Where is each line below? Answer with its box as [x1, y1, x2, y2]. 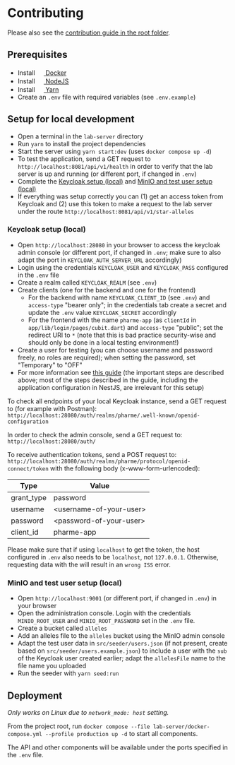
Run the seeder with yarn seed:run [17, 669, 119, 677]
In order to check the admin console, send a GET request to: [7, 430, 183, 439]
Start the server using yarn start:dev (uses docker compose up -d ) [17, 147, 212, 155]
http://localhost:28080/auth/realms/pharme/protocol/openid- [7, 458, 191, 465]
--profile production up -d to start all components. [44, 729, 198, 737]
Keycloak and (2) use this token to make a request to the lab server [17, 199, 213, 208]
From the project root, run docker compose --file [7, 722, 150, 730]
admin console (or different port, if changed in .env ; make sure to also [17, 248, 221, 256]
